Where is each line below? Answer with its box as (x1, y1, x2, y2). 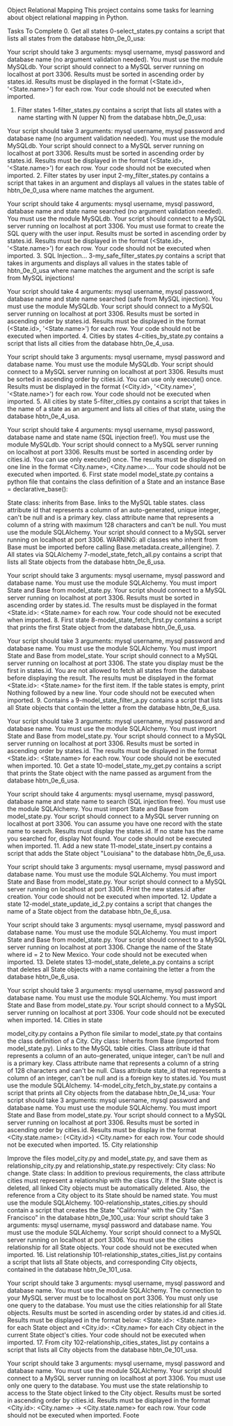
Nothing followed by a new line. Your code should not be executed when (7, 689, 215, 697)
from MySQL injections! (7, 274, 75, 282)
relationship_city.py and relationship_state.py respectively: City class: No (7, 1161, 216, 1170)
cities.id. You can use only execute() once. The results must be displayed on (7, 455, 226, 463)
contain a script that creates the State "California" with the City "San (7, 1206, 203, 1214)
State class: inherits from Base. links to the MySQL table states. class (7, 498, 205, 507)
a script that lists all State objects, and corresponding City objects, (7, 1258, 198, 1266)
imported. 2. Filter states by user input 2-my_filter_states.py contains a (7, 171, 209, 179)
